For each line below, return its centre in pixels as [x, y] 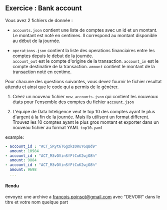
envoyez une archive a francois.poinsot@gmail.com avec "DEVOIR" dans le [83, 197]
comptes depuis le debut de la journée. [53, 56]
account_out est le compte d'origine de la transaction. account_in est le [85, 61]
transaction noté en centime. [42, 72]
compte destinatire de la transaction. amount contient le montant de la [83, 66]
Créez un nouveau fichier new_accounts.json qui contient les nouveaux [85, 96]
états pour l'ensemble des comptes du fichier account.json [73, 102]
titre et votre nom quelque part [37, 202]
